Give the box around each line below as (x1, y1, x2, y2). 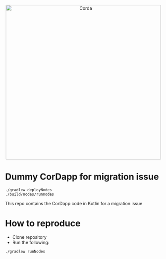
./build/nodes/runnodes (5, 192, 55, 197)
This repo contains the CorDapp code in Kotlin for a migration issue (5, 200, 143, 206)
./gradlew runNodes (5, 249, 46, 254)
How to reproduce (5, 218, 81, 229)
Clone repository (12, 234, 47, 240)
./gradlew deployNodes (5, 187, 52, 192)
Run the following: (12, 239, 50, 245)
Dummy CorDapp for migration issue (5, 171, 159, 182)
